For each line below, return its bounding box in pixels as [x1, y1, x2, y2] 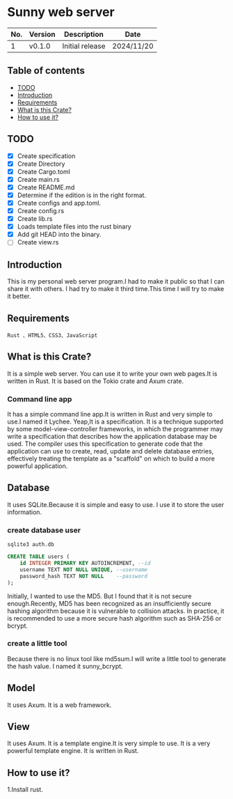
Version [29, 29, 56, 39]
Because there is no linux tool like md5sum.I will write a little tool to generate [7, 654, 226, 662]
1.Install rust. [7, 785, 43, 794]
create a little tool [7, 639, 67, 649]
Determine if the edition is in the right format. [17, 191, 147, 199]
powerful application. [7, 462, 68, 470]
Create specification [17, 151, 76, 160]
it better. [7, 292, 31, 300]
